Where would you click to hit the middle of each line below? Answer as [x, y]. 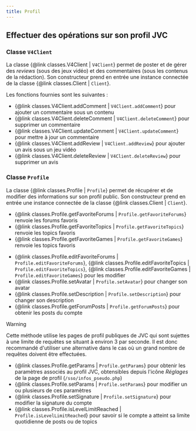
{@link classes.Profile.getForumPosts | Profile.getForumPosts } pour [97, 306]
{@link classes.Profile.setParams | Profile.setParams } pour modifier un [101, 384]
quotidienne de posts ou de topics [56, 421]
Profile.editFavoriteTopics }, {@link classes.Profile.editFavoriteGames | [102, 269]
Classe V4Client [29, 52]
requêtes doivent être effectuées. [46, 354]
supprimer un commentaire [47, 125]
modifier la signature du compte [53, 403]
